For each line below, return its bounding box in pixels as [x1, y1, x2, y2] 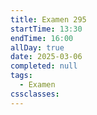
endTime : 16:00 [10, 33, 74, 43]
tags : [10, 71, 33, 81]
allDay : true [10, 42, 65, 53]
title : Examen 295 [10, 14, 87, 25]
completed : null [10, 61, 78, 71]
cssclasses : [10, 89, 60, 99]
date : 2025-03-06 [10, 52, 83, 62]
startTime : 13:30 [10, 24, 83, 34]
